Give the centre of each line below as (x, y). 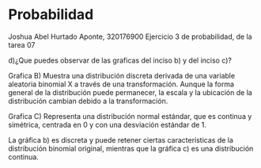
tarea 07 (22, 44)
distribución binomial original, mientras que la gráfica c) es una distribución (131, 148)
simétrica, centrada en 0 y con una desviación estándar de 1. (108, 124)
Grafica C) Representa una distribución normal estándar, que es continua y (130, 116)
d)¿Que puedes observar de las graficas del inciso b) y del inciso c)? (120, 60)
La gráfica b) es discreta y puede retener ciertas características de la (121, 139)
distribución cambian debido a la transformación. (88, 101)
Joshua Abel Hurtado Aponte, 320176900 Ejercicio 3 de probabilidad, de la (130, 36)
